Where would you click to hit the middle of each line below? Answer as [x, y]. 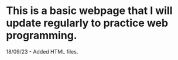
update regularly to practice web [87, 23]
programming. [42, 36]
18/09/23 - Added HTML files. [42, 51]
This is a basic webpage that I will [89, 11]
